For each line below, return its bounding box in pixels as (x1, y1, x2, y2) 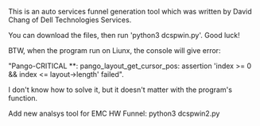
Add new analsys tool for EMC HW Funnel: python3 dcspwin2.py (8, 109, 220, 118)
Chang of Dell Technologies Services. (8, 15, 132, 25)
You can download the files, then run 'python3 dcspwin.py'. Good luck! (8, 31, 240, 40)
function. (8, 94, 38, 102)
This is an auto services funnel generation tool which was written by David (8, 7, 252, 16)
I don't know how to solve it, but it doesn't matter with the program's (8, 85, 233, 94)
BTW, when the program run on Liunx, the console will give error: (8, 46, 221, 55)
